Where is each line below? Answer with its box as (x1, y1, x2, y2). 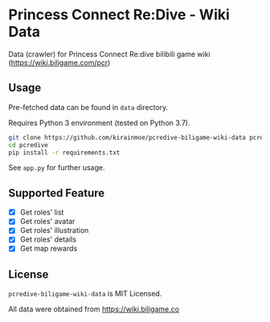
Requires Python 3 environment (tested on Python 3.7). (8, 118, 190, 128)
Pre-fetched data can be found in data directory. (8, 102, 169, 112)
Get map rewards (19, 243, 78, 254)
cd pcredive (8, 141, 48, 149)
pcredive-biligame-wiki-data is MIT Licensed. (8, 289, 162, 299)
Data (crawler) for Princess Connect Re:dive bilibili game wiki (8, 49, 211, 59)
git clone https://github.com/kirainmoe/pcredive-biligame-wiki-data (8, 133, 247, 141)
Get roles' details (19, 234, 76, 244)
